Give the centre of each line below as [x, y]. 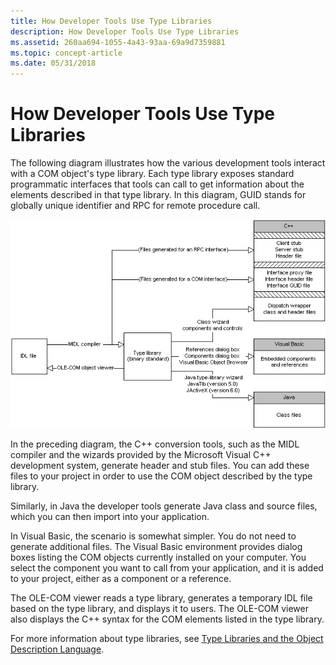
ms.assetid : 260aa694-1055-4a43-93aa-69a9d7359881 [118, 42]
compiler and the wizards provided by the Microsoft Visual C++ [141, 454]
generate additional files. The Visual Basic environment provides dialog [156, 546]
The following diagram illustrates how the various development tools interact [168, 163]
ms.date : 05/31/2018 [53, 63]
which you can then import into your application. [110, 516]
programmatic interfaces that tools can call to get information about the [157, 184]
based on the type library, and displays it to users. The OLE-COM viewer [159, 608]
